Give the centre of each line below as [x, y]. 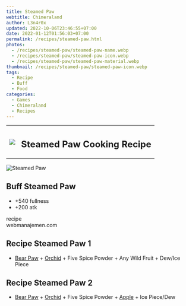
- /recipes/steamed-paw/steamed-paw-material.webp [75, 61]
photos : [16, 45]
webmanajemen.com [32, 225]
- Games [21, 100]
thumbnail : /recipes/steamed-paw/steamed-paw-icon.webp [77, 67]
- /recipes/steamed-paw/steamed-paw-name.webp [70, 50]
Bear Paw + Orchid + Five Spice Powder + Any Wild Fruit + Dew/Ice [97, 258]
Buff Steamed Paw [41, 187]
